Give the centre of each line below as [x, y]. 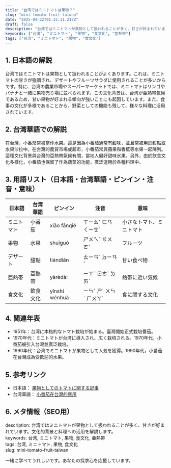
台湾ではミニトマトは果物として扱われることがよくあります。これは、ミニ [83, 73]
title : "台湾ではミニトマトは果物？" [40, 10]
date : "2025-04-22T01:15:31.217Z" [42, 19]
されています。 [21, 112]
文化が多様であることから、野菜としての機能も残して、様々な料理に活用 [90, 106]
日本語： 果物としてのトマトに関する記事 [56, 387]
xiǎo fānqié [63, 226]
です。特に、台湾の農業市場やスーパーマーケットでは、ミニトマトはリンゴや [85, 86]
